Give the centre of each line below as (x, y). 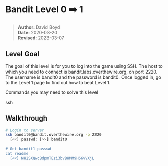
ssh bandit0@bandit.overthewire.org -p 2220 (53, 135)
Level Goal (22, 54)
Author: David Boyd (39, 27)
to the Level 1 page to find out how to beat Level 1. (58, 82)
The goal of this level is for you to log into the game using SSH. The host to (84, 66)
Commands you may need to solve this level (52, 92)
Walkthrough (26, 118)
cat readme (17, 154)
